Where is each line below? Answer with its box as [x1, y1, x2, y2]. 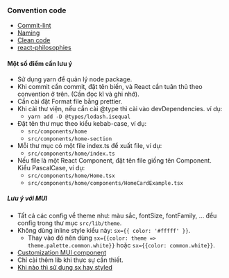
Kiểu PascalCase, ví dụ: [17, 163, 85, 172]
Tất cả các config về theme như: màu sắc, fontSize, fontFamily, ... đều [17, 211, 217, 220]
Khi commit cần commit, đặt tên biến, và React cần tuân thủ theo [17, 82, 203, 90]
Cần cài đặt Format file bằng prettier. [17, 97, 123, 106]
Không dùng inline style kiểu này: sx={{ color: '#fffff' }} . [17, 227, 191, 235]
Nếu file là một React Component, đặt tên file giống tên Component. [17, 156, 212, 165]
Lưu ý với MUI [7, 194, 47, 203]
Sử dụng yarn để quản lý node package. [17, 75, 133, 83]
